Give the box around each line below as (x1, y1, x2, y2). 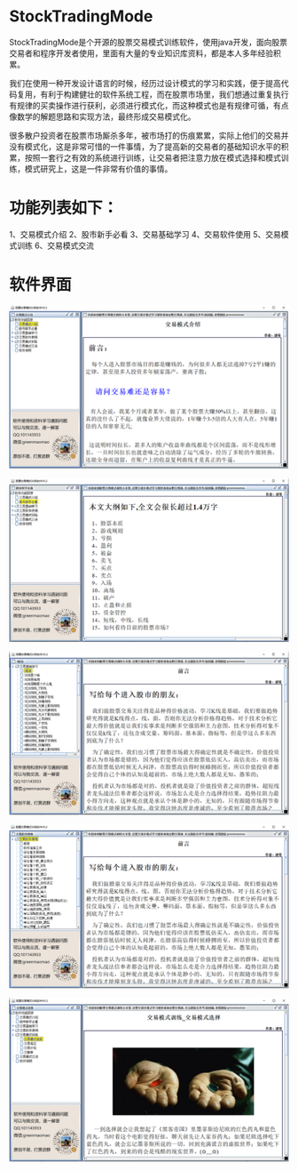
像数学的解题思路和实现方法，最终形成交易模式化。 (9, 111, 196, 122)
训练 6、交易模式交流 (16, 240, 95, 251)
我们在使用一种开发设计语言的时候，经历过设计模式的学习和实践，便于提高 (9, 77, 281, 88)
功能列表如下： (9, 198, 119, 219)
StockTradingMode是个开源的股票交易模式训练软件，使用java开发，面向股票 (9, 36, 288, 47)
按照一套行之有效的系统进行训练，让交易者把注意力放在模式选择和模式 (24, 152, 281, 163)
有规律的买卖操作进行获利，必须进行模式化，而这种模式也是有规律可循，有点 (9, 100, 289, 110)
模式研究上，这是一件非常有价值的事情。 (24, 163, 173, 174)
